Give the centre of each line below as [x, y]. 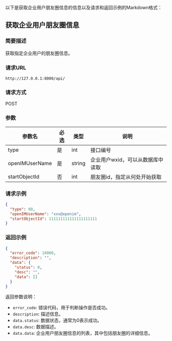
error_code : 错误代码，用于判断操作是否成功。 [61, 308]
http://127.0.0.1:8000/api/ [35, 78]
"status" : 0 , [28, 267]
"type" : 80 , [23, 209]
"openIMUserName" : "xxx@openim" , [46, 214]
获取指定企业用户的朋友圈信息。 [39, 53]
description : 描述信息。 [38, 314]
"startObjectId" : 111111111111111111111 [53, 219]
